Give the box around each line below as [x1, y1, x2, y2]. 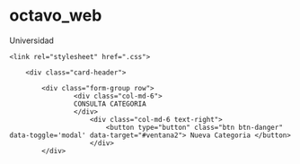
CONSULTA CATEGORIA [73, 99, 146, 108]
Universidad [9, 35, 54, 46]
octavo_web [9, 5, 102, 26]
